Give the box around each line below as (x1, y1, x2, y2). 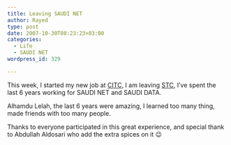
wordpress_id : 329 (7, 56, 61, 63)
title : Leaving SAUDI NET (7, 10, 82, 17)
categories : (7, 36, 42, 43)
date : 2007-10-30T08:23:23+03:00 (7, 29, 105, 37)
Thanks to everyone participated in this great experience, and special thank (7, 123, 225, 131)
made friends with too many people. (7, 109, 112, 117)
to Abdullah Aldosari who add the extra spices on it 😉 (7, 130, 163, 138)
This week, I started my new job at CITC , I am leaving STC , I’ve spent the (7, 81, 216, 89)
